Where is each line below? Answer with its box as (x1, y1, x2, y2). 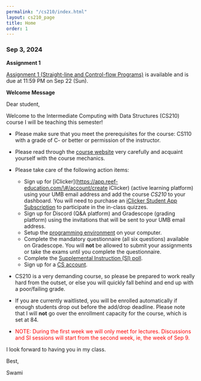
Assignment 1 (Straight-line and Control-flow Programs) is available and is (6, 70, 189, 78)
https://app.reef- (77, 178, 118, 185)
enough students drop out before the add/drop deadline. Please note (14, 303, 185, 310)
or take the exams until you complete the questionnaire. (23, 248, 162, 255)
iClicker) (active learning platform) (109, 184, 194, 191)
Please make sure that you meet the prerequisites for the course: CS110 (14, 130, 192, 137)
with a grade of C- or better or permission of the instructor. (14, 136, 161, 144)
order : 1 (6, 25, 28, 32)
